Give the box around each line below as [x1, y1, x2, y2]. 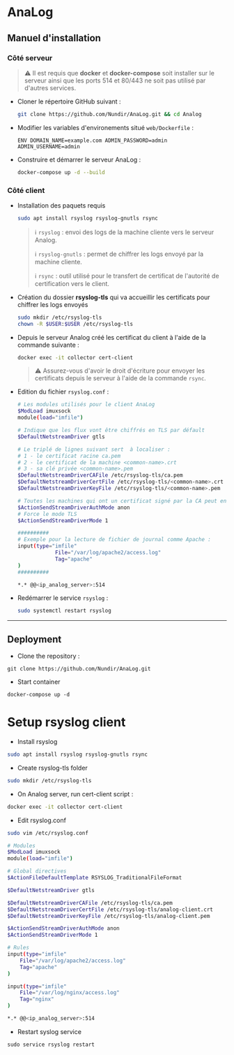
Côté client [7, 185, 45, 195]
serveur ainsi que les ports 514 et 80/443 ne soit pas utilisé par [24, 76, 206, 85]
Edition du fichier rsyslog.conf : [17, 387, 109, 396]
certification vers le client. [34, 279, 110, 287]
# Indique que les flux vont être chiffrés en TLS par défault [17, 427, 205, 434]
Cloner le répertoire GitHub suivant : [17, 97, 121, 106]
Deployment [7, 633, 62, 645]
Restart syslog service [17, 1027, 82, 1035]
